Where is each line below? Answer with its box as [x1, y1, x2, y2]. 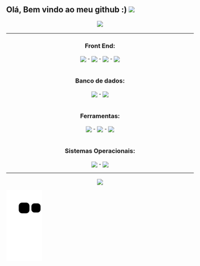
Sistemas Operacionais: [64, 147, 136, 155]
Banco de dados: [75, 77, 125, 85]
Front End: [85, 42, 115, 50]
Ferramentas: [80, 112, 120, 120]
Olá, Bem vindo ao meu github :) [6, 5, 127, 15]
